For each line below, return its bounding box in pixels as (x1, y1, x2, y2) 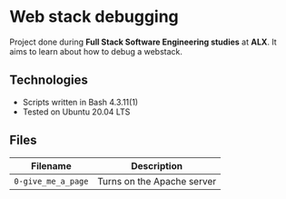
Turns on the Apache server (96, 174, 216, 187)
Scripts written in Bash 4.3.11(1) (22, 96, 139, 107)
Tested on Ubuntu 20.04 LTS (22, 106, 131, 117)
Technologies (9, 73, 89, 88)
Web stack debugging (9, 6, 179, 27)
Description (131, 159, 183, 172)
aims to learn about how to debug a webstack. (9, 45, 183, 56)
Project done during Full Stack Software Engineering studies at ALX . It (9, 36, 277, 47)
